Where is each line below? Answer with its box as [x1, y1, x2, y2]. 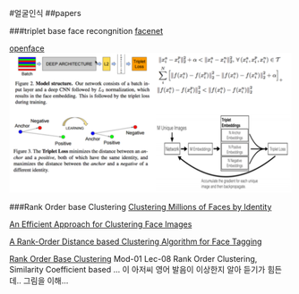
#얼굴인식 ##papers [9, 8, 82, 18]
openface [9, 43, 45, 54]
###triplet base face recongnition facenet [9, 26, 164, 36]
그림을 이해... [22, 275, 69, 286]
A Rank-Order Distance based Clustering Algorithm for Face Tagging [9, 236, 262, 248]
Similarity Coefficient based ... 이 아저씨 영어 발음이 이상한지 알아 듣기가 [9, 265, 266, 275]
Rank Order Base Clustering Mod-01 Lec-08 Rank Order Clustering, [9, 254, 258, 265]
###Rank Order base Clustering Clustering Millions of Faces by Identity [9, 202, 272, 213]
